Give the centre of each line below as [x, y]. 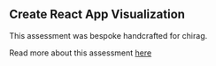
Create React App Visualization [97, 15]
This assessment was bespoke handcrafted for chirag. [108, 35]
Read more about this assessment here [81, 53]
